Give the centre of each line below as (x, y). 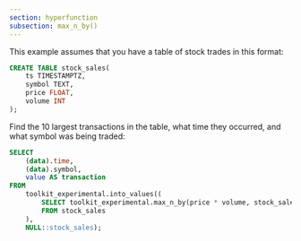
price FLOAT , (50, 93)
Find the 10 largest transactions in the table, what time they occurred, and (145, 126)
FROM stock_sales (73, 211)
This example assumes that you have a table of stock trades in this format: (146, 51)
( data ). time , (50, 161)
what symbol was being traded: (67, 136)
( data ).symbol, (54, 169)
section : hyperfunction (54, 17)
